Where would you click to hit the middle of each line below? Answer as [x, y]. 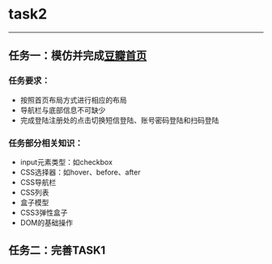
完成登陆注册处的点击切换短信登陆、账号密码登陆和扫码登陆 [119, 120]
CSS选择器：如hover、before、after [80, 172]
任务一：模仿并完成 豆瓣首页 [78, 56]
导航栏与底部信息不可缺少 [63, 110]
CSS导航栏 [38, 182]
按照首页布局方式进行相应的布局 [73, 100]
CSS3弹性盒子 [44, 212]
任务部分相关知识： [46, 143]
